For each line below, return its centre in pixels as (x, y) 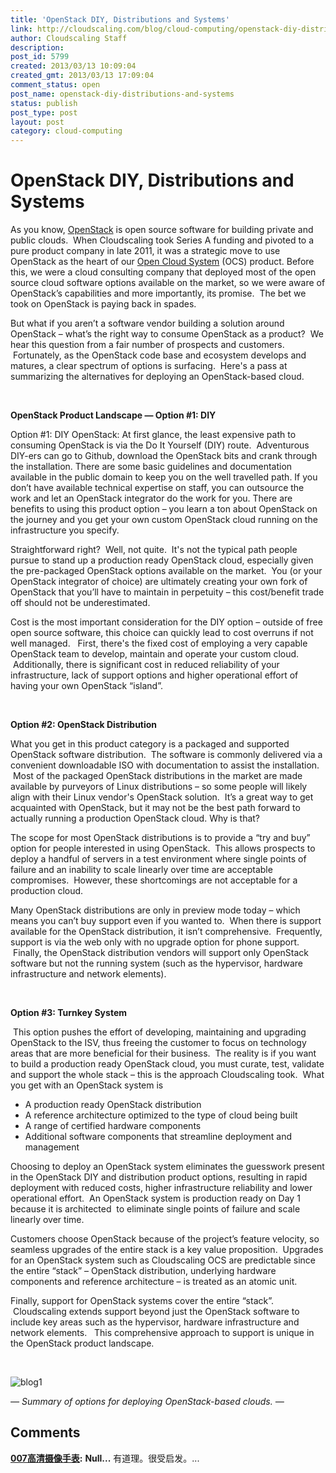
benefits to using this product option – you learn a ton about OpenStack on (164, 509)
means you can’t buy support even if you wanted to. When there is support (166, 921)
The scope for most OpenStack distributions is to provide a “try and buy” (160, 838)
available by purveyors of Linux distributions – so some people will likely (159, 787)
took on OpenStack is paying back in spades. (103, 304)
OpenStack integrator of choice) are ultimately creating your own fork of (159, 582)
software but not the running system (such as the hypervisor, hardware (156, 963)
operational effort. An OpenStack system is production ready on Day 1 (155, 1198)
